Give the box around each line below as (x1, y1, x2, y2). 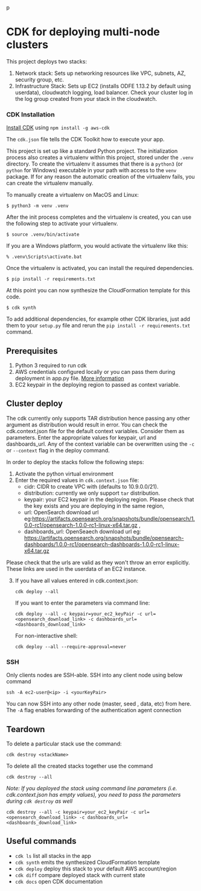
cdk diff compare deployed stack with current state (14, 871, 145, 878)
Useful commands (6, 836, 77, 846)
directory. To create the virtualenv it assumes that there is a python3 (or (6, 160, 183, 167)
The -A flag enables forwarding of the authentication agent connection (6, 707, 182, 714)
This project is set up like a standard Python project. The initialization (6, 147, 178, 155)
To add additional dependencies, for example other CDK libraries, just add (6, 315, 190, 323)
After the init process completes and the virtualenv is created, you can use (6, 213, 192, 221)
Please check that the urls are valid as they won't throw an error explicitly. (6, 559, 190, 566)
